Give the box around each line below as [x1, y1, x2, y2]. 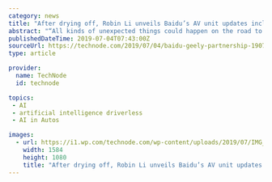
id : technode [15, 78, 60, 87]
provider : [8, 64, 42, 73]
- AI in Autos [11, 116, 60, 125]
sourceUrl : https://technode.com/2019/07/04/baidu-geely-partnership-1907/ [8, 42, 270, 50]
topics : [8, 94, 35, 102]
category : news [8, 11, 60, 20]
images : [8, 131, 35, 139]
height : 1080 [23, 153, 67, 162]
